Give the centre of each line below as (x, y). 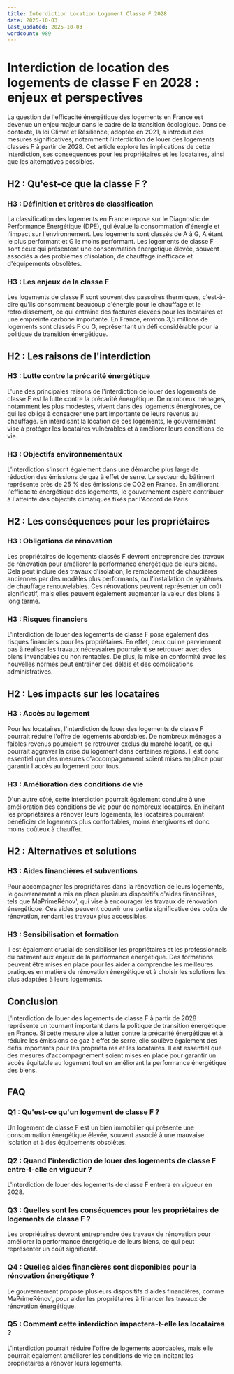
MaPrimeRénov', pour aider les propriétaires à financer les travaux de (107, 1298)
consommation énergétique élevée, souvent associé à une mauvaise (106, 1134)
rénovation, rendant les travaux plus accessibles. (78, 916)
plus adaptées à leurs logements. (55, 979)
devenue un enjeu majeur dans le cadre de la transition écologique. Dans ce (117, 125)
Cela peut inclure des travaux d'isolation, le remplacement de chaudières (112, 571)
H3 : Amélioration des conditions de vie (75, 784)
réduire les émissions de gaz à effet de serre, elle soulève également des (112, 1040)
